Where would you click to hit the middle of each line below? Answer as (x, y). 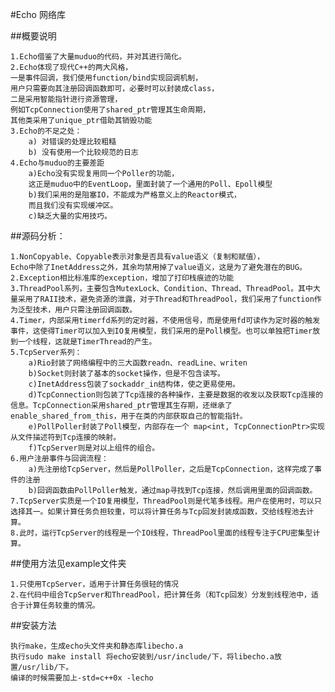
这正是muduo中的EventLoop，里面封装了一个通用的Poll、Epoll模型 (150, 184)
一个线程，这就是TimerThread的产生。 (87, 342)
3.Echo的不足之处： (46, 131)
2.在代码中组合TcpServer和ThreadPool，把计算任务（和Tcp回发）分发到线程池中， (161, 595)
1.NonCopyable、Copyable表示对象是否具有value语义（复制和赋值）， (137, 257)
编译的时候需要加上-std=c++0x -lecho (82, 678)
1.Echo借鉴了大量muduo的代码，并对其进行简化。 (98, 57)
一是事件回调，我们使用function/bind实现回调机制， (106, 78)
